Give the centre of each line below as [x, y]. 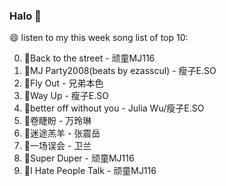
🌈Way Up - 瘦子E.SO [66, 96]
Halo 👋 [25, 16]
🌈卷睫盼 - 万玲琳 [57, 121]
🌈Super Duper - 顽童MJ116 [79, 158]
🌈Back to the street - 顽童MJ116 [89, 58]
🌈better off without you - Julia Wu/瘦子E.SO [114, 108]
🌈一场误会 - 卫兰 [57, 146]
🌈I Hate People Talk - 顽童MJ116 [90, 171]
